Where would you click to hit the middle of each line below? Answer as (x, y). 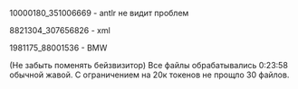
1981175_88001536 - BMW (58, 48)
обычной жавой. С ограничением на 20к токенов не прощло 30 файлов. (149, 75)
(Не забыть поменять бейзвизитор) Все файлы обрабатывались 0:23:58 (149, 65)
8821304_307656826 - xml (60, 30)
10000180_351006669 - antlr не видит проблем (99, 13)
